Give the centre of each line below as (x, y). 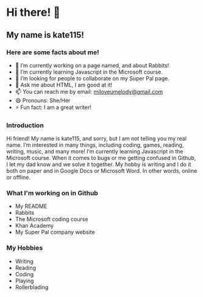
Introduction (25, 125)
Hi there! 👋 (34, 12)
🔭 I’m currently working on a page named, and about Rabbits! (92, 65)
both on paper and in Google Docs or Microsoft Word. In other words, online (102, 171)
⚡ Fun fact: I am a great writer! (53, 107)
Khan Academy (34, 226)
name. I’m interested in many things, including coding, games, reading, (95, 145)
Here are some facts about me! (53, 52)
